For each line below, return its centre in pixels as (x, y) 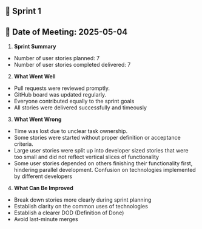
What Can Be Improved (43, 188)
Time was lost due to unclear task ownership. (71, 131)
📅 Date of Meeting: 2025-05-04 (66, 32)
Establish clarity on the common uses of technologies (81, 207)
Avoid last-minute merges (46, 219)
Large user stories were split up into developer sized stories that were (101, 151)
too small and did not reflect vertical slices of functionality (86, 157)
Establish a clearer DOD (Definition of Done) (69, 213)
